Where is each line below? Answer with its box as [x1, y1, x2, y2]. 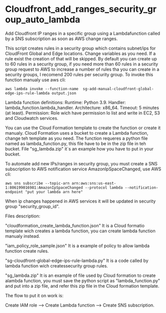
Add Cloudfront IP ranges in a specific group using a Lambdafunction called [5, 30, 160, 36]
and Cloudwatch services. [5, 115, 58, 121]
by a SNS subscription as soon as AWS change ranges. [5, 36, 118, 42]
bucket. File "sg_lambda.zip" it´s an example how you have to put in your [5, 146, 154, 152]
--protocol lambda [85, 185, 123, 190]
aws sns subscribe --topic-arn [5, 181, 70, 186]
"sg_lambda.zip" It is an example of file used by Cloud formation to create [5, 272, 156, 278]
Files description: [5, 213, 41, 219]
